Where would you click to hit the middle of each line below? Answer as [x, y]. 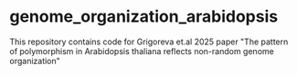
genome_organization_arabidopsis [144, 17]
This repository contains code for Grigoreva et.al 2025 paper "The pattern [149, 42]
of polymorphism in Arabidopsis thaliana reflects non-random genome [142, 51]
